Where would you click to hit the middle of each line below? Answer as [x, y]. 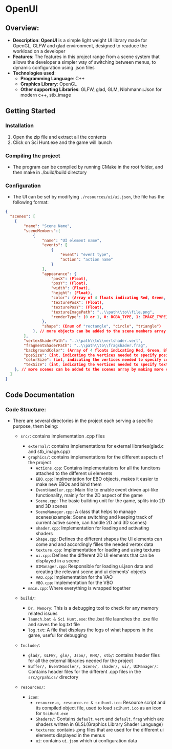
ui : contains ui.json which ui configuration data [86, 741]
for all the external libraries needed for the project [80, 661]
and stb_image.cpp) [49, 452]
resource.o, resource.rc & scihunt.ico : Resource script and [101, 703]
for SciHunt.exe [52, 714]
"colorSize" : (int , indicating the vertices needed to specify [92, 360]
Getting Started [30, 111]
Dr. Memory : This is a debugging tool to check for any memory [93, 608]
